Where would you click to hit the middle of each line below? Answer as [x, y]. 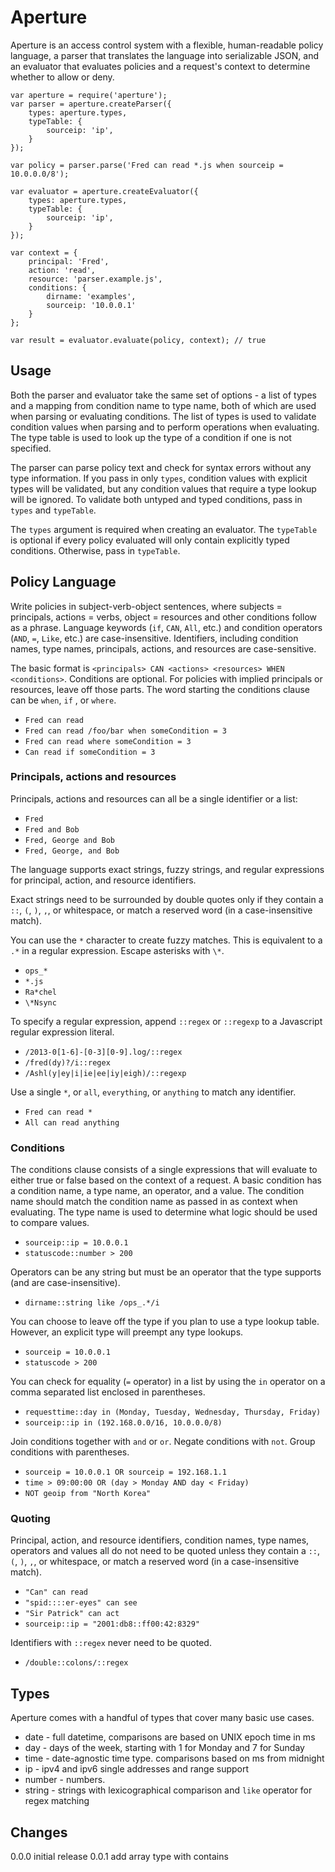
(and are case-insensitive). [65, 1283]
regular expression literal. [62, 1032]
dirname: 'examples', [91, 296]
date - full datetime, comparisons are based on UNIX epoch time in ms [170, 1737]
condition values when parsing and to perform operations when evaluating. [165, 427]
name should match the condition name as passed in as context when [154, 1202]
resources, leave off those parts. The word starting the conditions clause [160, 689]
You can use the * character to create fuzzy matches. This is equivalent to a [166, 940]
